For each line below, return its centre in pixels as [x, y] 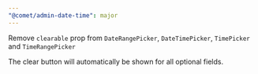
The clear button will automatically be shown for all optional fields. [116, 61]
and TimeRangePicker [42, 46]
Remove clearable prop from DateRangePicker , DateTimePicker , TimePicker [129, 38]
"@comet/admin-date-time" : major [63, 15]
